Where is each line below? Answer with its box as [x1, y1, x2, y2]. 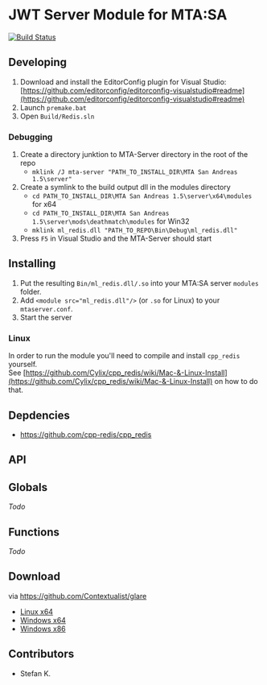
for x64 [31, 200, 57, 209]
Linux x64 [19, 606, 54, 617]
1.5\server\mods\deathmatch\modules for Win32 [31, 217, 190, 226]
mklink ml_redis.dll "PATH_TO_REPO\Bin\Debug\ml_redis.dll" [31, 227, 238, 235]
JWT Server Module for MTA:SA [8, 6, 228, 24]
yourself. [8, 360, 38, 369]
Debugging [8, 131, 53, 142]
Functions [8, 525, 60, 539]
